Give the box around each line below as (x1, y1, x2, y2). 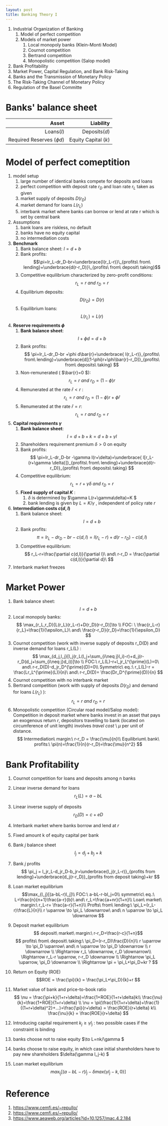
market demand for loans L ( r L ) (20, 202, 83, 209)
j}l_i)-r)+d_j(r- (115, 654, 144, 660)
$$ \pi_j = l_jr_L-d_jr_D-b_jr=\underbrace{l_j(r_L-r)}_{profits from (21, 868, 155, 874)
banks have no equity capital (20, 230, 80, 236)
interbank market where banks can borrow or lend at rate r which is (20, 208, 159, 214)
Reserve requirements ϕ (12, 322, 65, 328)
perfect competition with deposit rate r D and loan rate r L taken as (20, 184, 154, 191)
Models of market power (20, 36, 71, 43)
